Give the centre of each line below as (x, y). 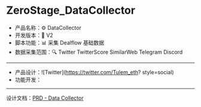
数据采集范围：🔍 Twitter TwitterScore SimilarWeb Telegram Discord (99, 52)
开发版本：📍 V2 (34, 35)
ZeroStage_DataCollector (71, 10)
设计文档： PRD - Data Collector (45, 98)
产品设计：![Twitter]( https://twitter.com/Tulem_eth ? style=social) (95, 72)
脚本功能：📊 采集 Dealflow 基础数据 (60, 42)
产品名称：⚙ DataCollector (48, 27)
